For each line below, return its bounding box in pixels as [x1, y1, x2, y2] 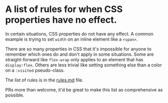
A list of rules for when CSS [5, 4, 123, 15]
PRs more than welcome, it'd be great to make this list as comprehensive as [5, 86, 163, 92]
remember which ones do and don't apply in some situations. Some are [5, 51, 154, 57]
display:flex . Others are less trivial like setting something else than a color [5, 62, 162, 68]
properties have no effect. [5, 14, 117, 26]
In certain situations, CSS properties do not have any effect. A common [5, 31, 153, 37]
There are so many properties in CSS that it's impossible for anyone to [5, 46, 152, 52]
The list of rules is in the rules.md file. [5, 77, 83, 83]
